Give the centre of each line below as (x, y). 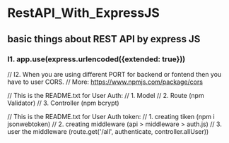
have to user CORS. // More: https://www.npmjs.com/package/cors (105, 82)
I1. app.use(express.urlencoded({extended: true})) (96, 59)
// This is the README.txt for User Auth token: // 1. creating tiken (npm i (111, 116)
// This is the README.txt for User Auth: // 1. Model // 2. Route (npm (106, 95)
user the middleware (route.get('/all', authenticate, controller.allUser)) (108, 131)
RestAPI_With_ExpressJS (84, 13)
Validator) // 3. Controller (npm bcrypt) (63, 103)
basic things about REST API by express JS (104, 39)
